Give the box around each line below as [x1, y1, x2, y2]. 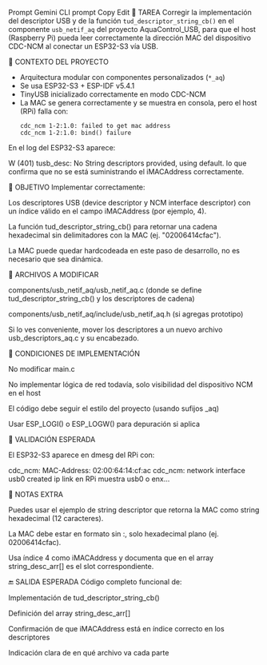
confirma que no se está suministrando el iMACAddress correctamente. [8, 167, 245, 176]
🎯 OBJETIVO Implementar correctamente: [8, 182, 145, 192]
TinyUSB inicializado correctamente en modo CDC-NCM [19, 90, 206, 99]
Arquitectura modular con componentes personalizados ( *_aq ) [19, 73, 225, 82]
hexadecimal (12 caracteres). [8, 514, 104, 523]
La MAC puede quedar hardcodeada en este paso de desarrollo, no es [8, 246, 240, 255]
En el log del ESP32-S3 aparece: [8, 143, 116, 152]
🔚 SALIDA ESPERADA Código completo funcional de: [8, 577, 182, 587]
